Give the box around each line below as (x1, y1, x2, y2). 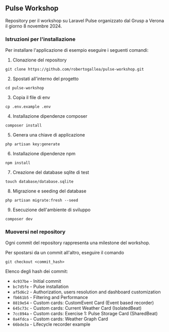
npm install (5, 160, 30, 165)
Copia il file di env (12, 94, 50, 101)
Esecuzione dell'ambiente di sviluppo (12, 207, 91, 213)
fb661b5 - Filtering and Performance (12, 294, 88, 301)
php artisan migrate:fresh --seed (5, 198, 79, 203)
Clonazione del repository (12, 57, 67, 63)
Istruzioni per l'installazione (5, 36, 76, 43)
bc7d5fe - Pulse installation (12, 284, 69, 290)
